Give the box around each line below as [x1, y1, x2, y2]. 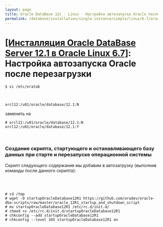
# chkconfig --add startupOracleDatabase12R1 [5, 213, 98, 218]
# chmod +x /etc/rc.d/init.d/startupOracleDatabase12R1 [5, 208, 120, 213]
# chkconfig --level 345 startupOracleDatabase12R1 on [5, 217, 118, 222]
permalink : [5, 16, 27, 21]
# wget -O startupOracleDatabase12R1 [5, 196, 81, 201]
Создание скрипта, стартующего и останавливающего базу [5, 145, 155, 152]
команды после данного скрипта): [5, 168, 76, 173]
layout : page [5, 7, 32, 12]
